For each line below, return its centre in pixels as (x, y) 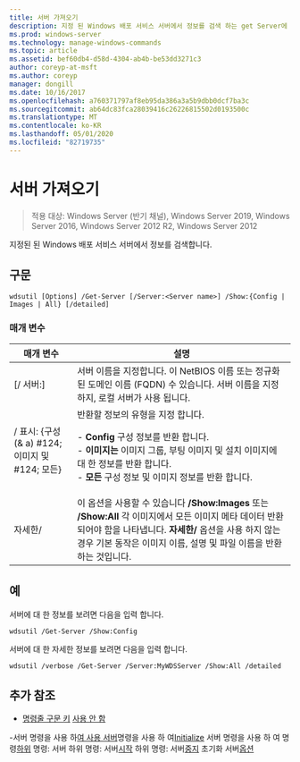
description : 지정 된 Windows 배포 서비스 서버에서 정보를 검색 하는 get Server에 (148, 26)
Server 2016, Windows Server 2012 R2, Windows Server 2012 (144, 225)
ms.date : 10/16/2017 (48, 92)
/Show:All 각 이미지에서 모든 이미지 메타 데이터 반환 (180, 516)
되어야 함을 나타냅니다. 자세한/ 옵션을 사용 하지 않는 (179, 529)
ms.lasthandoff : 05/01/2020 (62, 134)
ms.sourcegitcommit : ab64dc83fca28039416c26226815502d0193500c (129, 109)
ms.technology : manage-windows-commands (86, 42)
